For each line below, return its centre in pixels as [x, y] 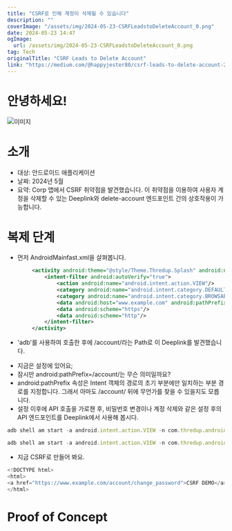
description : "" [30, 20]
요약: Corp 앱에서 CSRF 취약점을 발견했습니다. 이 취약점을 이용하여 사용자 [117, 190]
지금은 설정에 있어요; [45, 365]
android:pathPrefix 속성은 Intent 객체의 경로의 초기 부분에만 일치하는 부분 [117, 383]
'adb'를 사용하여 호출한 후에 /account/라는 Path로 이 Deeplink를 [105, 343]
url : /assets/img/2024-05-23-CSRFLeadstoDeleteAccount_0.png [103, 46]
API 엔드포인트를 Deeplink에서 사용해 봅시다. [78, 417]
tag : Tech [21, 52]
